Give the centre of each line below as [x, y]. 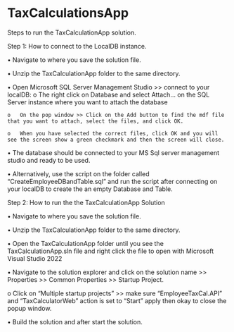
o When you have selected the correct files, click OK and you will [113, 133]
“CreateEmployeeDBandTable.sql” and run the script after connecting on [112, 181]
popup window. [30, 308]
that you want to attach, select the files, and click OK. [96, 121]
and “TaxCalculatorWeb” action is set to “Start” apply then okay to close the [117, 300]
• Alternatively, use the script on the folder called [78, 173]
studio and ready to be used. [49, 160]
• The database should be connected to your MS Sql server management [113, 152]
